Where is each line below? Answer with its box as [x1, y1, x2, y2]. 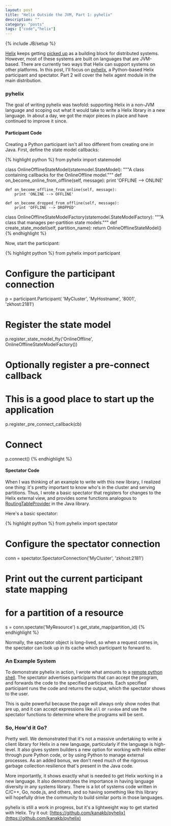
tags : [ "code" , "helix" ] [5, 27, 56, 32]
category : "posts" [5, 21, 44, 27]
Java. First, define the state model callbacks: [5, 147, 99, 153]
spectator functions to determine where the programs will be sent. [5, 712, 144, 718]
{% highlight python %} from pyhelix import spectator [5, 520, 118, 526]
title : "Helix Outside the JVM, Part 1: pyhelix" [5, 12, 113, 17]
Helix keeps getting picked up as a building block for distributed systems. [5, 51, 159, 57]
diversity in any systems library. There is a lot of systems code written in [5, 784, 157, 790]
